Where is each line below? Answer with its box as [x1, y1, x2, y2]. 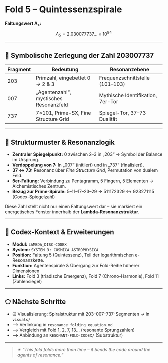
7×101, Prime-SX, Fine [35, 109, 91, 116]
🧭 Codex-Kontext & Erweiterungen [5, 228, 114, 236]
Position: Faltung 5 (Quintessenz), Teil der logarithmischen [12, 252, 134, 258]
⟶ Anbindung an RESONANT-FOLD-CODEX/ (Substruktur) [12, 332, 123, 338]
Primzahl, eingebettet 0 [35, 74, 91, 81]
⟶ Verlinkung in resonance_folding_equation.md [12, 321, 113, 327]
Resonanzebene [109, 66, 150, 73]
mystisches [35, 95, 63, 102]
